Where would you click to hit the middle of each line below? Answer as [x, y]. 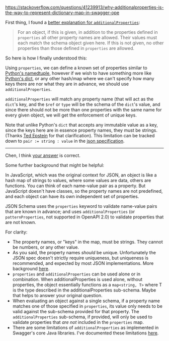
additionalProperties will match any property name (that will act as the [79, 99]
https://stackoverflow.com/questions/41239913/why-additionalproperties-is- [84, 7]
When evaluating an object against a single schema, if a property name [86, 301]
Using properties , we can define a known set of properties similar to [76, 68]
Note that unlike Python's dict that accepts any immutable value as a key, [82, 125]
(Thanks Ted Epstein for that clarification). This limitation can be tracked [80, 135]
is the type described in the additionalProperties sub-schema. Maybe [84, 290]
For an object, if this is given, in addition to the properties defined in [88, 32]
